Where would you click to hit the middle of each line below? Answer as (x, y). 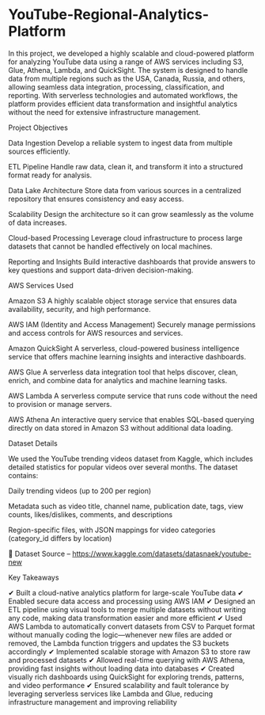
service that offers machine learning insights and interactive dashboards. (127, 356)
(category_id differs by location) (60, 538)
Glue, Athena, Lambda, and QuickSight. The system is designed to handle (128, 70)
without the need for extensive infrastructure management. (104, 112)
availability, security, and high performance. (80, 309)
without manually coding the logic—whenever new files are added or (120, 634)
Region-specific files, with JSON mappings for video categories (112, 530)
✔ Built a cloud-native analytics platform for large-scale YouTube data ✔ (126, 592)
